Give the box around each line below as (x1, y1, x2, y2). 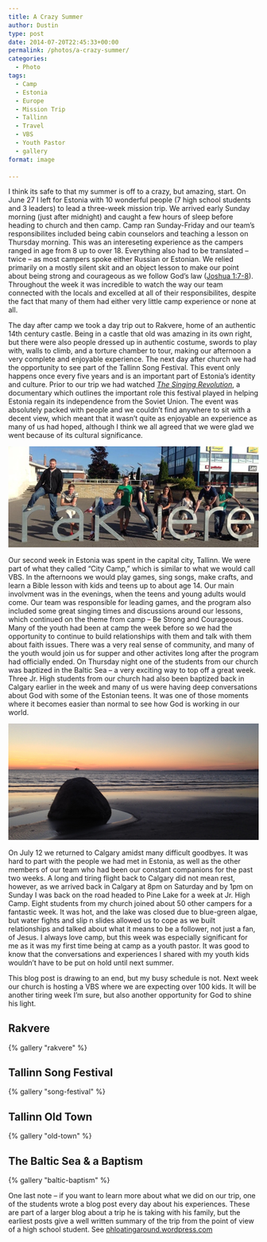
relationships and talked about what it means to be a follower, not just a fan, (8, 924, 256, 933)
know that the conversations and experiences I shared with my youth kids (8, 949, 250, 959)
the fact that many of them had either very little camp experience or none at (8, 297, 257, 307)
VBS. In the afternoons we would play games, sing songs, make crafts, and (8, 572, 253, 582)
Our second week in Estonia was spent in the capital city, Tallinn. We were (8, 556, 251, 565)
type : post (8, 29, 44, 37)
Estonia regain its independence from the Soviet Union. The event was (8, 396, 239, 406)
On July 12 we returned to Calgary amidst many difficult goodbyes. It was (8, 848, 249, 857)
